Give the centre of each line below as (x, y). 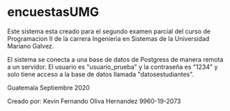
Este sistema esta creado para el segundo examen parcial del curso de (109, 31)
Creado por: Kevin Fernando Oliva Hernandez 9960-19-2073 (94, 101)
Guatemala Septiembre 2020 (49, 87)
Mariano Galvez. (31, 46)
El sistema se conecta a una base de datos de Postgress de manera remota (115, 59)
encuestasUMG (53, 12)
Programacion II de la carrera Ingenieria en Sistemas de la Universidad (108, 38)
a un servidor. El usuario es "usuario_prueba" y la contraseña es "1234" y (113, 67)
